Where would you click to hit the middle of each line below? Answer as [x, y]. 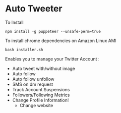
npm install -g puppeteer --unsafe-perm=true [53, 31]
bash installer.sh [24, 50]
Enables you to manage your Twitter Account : [52, 59]
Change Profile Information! [41, 100]
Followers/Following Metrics [41, 95]
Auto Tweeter [34, 9]
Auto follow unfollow [33, 79]
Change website [36, 105]
